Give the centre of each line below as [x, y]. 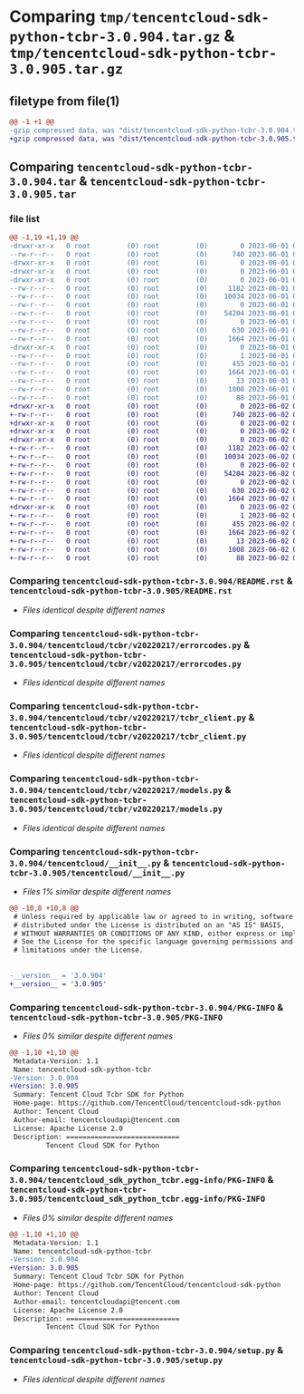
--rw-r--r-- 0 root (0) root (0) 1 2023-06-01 [149, 355]
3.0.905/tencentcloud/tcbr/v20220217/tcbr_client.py [128, 736]
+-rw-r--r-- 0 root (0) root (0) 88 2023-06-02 [149, 558]
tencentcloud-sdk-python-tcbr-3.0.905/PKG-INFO [116, 1017]
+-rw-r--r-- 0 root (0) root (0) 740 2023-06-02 [149, 414]
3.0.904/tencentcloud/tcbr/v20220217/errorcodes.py [126, 645]
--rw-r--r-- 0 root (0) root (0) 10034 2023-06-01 [149, 296]
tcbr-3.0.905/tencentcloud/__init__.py [97, 873]
